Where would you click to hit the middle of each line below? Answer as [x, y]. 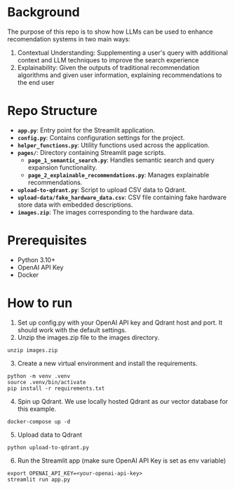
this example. [37, 409]
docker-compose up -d [39, 421]
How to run [40, 303]
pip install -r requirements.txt [56, 388]
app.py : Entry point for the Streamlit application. [86, 130]
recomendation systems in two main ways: [69, 39]
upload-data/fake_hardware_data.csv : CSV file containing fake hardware [122, 197]
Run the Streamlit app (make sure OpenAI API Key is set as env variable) [122, 461]
